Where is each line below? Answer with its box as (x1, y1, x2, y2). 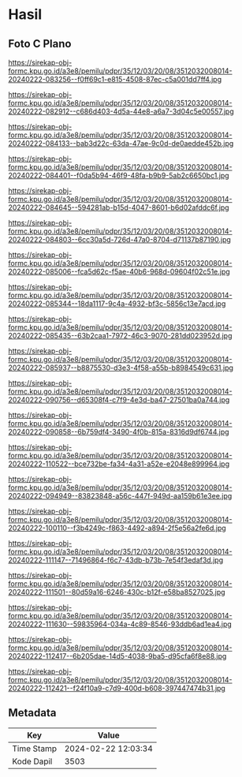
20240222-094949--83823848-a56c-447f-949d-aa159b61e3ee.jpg (8, 491, 233, 500)
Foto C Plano (8, 37, 72, 50)
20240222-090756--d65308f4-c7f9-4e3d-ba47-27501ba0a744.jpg (8, 395, 230, 404)
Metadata (8, 706, 57, 719)
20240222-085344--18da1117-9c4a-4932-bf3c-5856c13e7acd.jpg (8, 299, 226, 308)
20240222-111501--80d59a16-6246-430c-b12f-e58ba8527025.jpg (8, 588, 226, 596)
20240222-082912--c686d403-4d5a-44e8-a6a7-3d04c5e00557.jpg (8, 106, 234, 116)
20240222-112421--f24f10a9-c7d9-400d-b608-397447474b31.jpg (8, 684, 226, 693)
